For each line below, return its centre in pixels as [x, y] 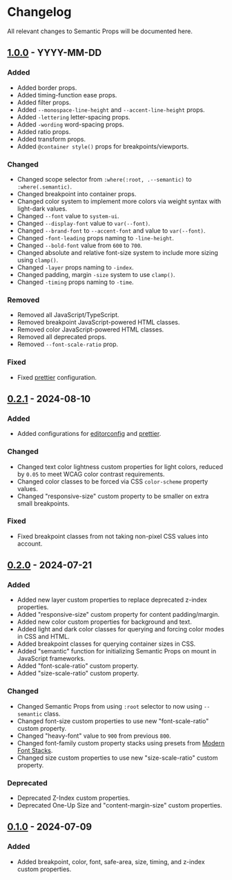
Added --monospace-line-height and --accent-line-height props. [111, 109]
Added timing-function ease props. [67, 95]
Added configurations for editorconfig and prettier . [89, 434]
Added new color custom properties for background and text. [104, 622]
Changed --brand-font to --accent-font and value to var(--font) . [111, 230]
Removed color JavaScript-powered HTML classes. [90, 329]
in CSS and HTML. [43, 637]
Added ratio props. [44, 131]
